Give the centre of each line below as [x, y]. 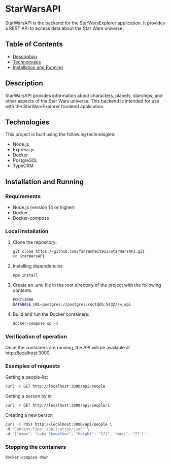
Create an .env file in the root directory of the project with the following [87, 285]
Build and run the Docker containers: [51, 314]
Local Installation [27, 231]
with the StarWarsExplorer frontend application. [55, 106]
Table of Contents [34, 44]
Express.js [23, 150]
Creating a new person [29, 415]
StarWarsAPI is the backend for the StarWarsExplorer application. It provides [85, 23]
